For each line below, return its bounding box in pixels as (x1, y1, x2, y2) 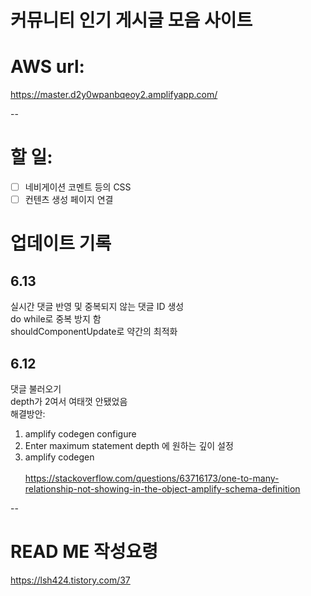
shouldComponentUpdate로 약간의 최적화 (10, 326, 178, 338)
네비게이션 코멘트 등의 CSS (24, 181, 132, 193)
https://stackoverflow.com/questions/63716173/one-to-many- (24, 472, 280, 484)
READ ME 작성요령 (10, 541, 158, 563)
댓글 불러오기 (10, 383, 62, 395)
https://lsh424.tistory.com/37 (10, 574, 131, 586)
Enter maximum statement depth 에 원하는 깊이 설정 (24, 440, 234, 451)
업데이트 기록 (10, 232, 112, 255)
